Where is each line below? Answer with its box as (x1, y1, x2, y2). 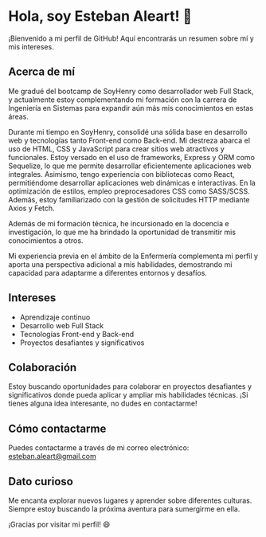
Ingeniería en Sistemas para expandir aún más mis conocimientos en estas (8, 103, 253, 112)
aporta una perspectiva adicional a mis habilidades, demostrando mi (8, 259, 233, 269)
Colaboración (8, 360, 77, 374)
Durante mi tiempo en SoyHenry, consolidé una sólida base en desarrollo (8, 127, 248, 136)
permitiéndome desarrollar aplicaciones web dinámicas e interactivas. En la (8, 178, 256, 187)
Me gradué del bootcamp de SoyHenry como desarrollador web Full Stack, (8, 86, 254, 96)
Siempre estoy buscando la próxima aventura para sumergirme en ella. (8, 504, 241, 513)
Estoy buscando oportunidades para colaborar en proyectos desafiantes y (8, 382, 252, 391)
